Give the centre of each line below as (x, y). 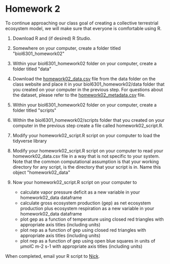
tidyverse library (30, 141)
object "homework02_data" (41, 172)
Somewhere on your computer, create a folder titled (66, 48)
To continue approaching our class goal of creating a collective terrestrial (82, 23)
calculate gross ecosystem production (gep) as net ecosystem (86, 203)
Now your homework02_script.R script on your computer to (75, 182)
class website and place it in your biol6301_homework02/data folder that (89, 84)
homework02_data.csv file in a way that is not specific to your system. (86, 156)
